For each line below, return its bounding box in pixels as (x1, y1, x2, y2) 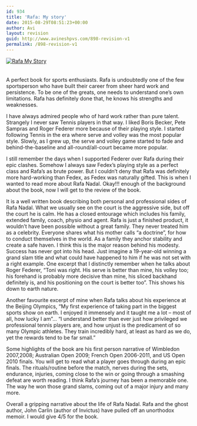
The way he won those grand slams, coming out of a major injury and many (6, 383, 189, 390)
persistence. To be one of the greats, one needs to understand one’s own (6, 89, 184, 96)
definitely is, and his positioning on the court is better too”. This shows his (6, 279, 185, 286)
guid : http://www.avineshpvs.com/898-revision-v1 (6, 36, 131, 42)
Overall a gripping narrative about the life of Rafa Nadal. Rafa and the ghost (6, 400, 189, 407)
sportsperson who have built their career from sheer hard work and (6, 82, 169, 89)
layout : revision (6, 31, 49, 36)
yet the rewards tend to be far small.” (6, 334, 96, 341)
